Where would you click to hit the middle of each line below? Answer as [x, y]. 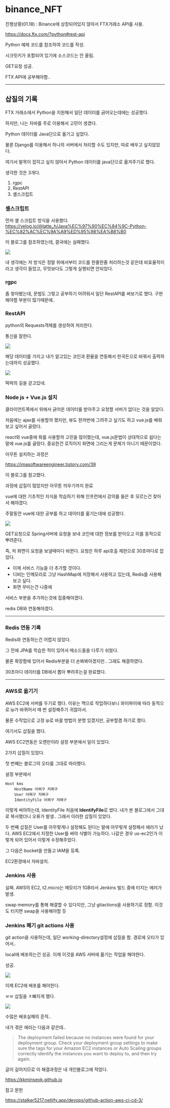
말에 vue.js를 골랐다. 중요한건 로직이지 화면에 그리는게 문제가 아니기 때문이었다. [83, 443]
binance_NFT [34, 9]
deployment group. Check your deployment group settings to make [88, 1043]
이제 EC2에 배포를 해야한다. [32, 986]
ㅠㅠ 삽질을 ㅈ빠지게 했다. [30, 996]
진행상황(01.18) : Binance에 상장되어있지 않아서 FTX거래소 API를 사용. [75, 24]
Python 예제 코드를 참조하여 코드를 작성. [45, 45]
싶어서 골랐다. [28, 426]
